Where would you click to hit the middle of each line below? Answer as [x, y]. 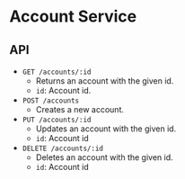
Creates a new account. [79, 109]
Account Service [73, 17]
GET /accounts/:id [57, 72]
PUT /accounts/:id [57, 120]
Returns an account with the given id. [105, 81]
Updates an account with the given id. [106, 129]
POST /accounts [51, 101]
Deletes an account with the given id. [104, 157]
